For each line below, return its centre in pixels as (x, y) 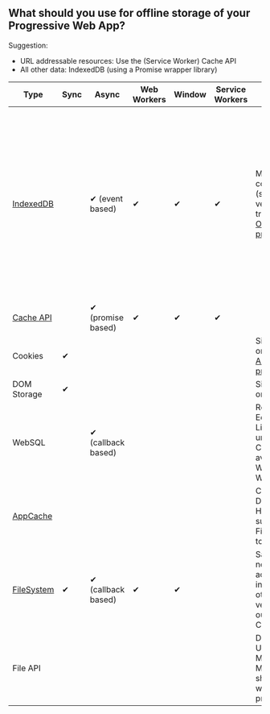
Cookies (28, 355)
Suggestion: (28, 45)
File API (27, 668)
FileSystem (33, 589)
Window (190, 94)
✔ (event (106, 198)
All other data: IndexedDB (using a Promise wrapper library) (119, 69)
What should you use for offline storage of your (129, 13)
